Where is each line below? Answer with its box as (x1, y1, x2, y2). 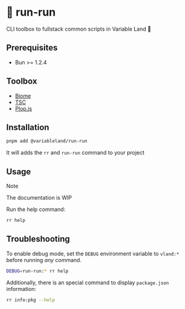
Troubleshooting (6, 234, 71, 244)
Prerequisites (6, 43, 58, 53)
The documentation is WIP (6, 194, 72, 201)
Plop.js (14, 105, 32, 112)
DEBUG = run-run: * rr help (6, 268, 69, 274)
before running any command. (6, 256, 82, 263)
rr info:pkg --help (6, 297, 55, 303)
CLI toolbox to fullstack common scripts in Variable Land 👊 (6, 25, 152, 32)
